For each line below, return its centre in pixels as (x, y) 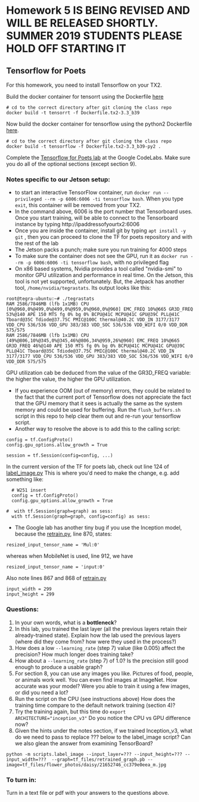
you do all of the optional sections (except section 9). (71, 164)
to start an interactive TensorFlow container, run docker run (88, 193)
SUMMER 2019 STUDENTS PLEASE (94, 36)
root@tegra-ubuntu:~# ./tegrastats (50, 299)
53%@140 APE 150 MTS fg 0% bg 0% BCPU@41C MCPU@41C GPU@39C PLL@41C (93, 315)
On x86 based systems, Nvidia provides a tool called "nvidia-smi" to (99, 269)
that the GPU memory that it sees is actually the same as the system (99, 403)
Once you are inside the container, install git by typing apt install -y (100, 230)
